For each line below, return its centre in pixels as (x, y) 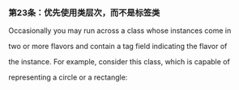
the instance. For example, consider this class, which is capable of (119, 62)
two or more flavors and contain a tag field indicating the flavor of (118, 47)
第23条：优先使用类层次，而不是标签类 (84, 12)
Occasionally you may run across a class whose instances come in (120, 31)
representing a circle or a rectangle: (68, 77)
